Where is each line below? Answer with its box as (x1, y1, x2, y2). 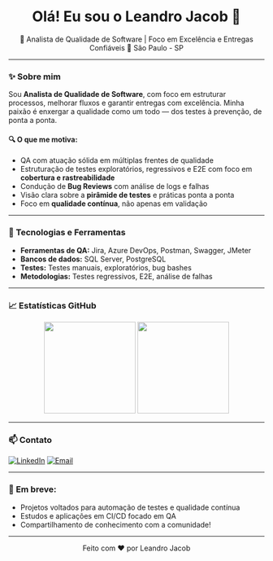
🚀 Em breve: (8, 484, 57, 495)
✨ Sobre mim (8, 71, 61, 82)
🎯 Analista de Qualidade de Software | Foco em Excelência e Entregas (19, 34, 253, 44)
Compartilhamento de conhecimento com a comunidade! (19, 519, 211, 529)
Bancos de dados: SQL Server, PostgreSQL (19, 254, 167, 264)
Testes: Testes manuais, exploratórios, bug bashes (19, 262, 193, 272)
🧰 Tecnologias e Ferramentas (8, 227, 126, 239)
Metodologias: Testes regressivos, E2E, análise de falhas (19, 271, 213, 281)
